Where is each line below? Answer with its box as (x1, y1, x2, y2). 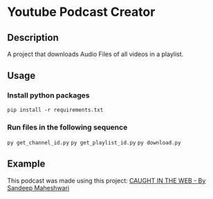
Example (7, 158, 46, 170)
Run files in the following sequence (7, 122, 128, 132)
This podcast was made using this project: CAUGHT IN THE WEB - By (7, 176, 206, 184)
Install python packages (7, 91, 90, 100)
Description (7, 32, 59, 44)
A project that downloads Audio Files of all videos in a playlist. (7, 50, 184, 58)
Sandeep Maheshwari (7, 184, 70, 192)
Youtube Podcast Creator (7, 4, 156, 20)
